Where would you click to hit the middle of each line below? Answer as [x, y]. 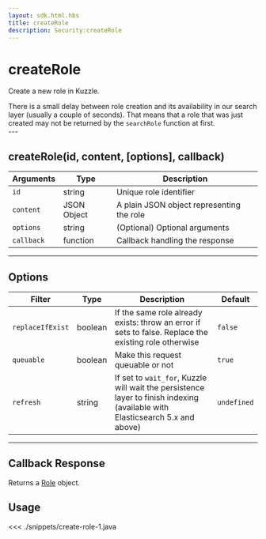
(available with [141, 407]
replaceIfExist [41, 327]
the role [130, 215]
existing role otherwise [157, 342]
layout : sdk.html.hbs [44, 15]
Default [236, 299]
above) [127, 427]
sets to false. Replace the [161, 332]
